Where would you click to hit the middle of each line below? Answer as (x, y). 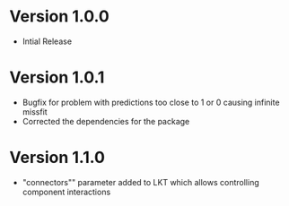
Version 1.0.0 (59, 17)
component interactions (66, 192)
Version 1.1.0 (57, 158)
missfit (35, 112)
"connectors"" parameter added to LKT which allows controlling (140, 182)
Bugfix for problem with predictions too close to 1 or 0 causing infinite (151, 102)
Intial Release (47, 41)
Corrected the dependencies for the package (106, 121)
